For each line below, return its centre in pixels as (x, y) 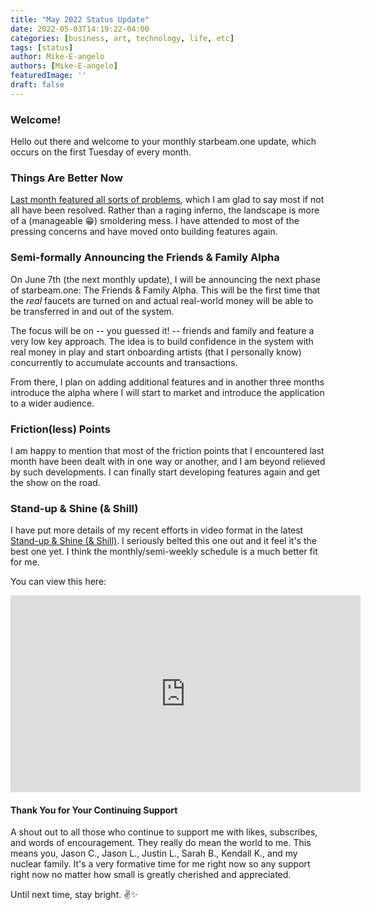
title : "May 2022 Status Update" (80, 19)
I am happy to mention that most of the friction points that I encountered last (167, 450)
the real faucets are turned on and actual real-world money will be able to (162, 300)
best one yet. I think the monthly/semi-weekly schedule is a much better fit (164, 552)
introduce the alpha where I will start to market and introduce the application (167, 392)
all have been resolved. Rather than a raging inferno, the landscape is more (165, 210)
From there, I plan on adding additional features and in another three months (167, 382)
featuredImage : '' (48, 76)
